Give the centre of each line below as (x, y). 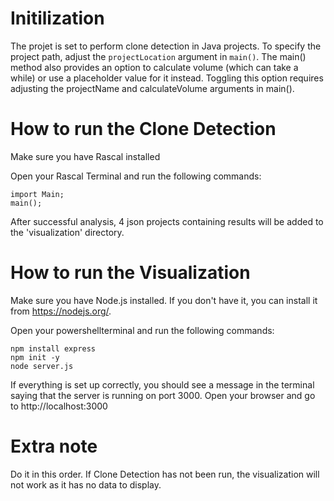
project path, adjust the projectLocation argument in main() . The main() (158, 56)
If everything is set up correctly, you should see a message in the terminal (162, 384)
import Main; (37, 194)
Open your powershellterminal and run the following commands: (142, 330)
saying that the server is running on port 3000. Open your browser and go (163, 395)
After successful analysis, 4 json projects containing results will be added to (167, 221)
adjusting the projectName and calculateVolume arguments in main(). (152, 88)
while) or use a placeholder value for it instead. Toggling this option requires (167, 78)
